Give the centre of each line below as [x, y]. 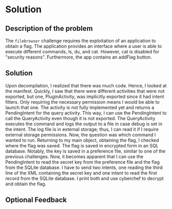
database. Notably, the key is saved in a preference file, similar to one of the [85, 151]
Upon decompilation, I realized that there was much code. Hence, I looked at [86, 85]
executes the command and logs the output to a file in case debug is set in [84, 124]
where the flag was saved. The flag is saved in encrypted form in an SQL [82, 145]
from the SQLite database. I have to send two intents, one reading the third [84, 167]
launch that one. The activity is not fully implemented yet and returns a [80, 107]
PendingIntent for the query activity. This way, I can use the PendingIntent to [86, 113]
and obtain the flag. [26, 184]
